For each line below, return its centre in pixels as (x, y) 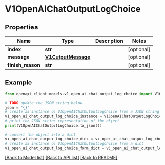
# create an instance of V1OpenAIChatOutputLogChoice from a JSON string (82, 112)
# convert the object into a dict (41, 134)
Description (109, 41)
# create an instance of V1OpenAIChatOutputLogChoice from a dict (74, 143)
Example (19, 83)
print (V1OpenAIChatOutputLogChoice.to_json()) (54, 126)
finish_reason (24, 65)
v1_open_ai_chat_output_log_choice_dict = (49, 139)
